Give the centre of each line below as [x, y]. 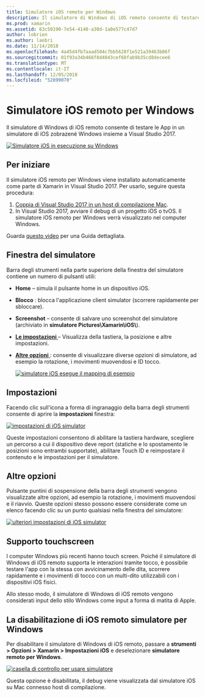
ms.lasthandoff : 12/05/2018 [42, 75]
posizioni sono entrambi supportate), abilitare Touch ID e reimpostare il [95, 451]
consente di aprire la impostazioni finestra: [61, 414]
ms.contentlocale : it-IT [38, 69]
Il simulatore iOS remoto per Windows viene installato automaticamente [96, 179]
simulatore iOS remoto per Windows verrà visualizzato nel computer [101, 217]
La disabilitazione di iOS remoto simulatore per [97, 620]
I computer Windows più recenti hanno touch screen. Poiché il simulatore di [101, 556]
